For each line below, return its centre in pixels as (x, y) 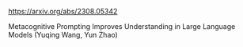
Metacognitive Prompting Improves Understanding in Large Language (122, 26)
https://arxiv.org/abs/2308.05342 (63, 11)
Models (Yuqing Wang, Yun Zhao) (63, 35)
